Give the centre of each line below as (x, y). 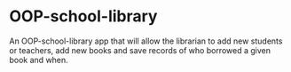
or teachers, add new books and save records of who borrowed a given (140, 50)
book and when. (39, 60)
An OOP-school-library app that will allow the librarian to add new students (146, 41)
